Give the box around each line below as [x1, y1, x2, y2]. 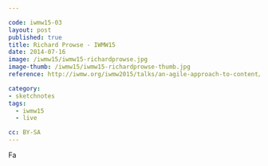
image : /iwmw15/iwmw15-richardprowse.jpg [8, 56, 148, 64]
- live [15, 114, 37, 122]
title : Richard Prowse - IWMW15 [8, 41, 116, 48]
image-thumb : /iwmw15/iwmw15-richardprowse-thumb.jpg [8, 63, 191, 71]
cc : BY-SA [8, 129, 41, 137]
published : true [8, 33, 62, 41]
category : [8, 84, 41, 92]
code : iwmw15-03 [8, 18, 62, 26]
